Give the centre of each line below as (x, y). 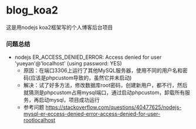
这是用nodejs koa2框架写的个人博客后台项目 (60, 27)
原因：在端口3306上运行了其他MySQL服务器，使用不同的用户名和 (103, 71)
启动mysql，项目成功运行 (69, 100)
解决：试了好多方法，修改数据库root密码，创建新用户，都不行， (100, 85)
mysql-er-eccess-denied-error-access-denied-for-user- (92, 114)
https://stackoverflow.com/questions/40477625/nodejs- (114, 107)
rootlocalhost (39, 120)
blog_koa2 (32, 10)
